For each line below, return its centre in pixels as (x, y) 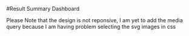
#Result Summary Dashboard (43, 9)
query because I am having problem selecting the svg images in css (91, 27)
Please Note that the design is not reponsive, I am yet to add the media (94, 20)
